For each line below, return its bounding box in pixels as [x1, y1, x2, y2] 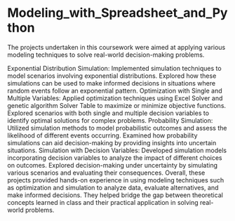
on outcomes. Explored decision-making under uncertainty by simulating [7, 161, 218, 169]
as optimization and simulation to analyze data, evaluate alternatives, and [7, 183, 219, 192]
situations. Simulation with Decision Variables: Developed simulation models [7, 146, 227, 154]
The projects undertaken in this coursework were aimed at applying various [7, 43, 226, 51]
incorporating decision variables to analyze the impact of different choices [7, 153, 222, 162]
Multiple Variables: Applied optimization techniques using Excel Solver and [7, 93, 223, 102]
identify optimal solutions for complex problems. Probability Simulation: [7, 116, 213, 124]
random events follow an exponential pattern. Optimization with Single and [7, 86, 222, 95]
